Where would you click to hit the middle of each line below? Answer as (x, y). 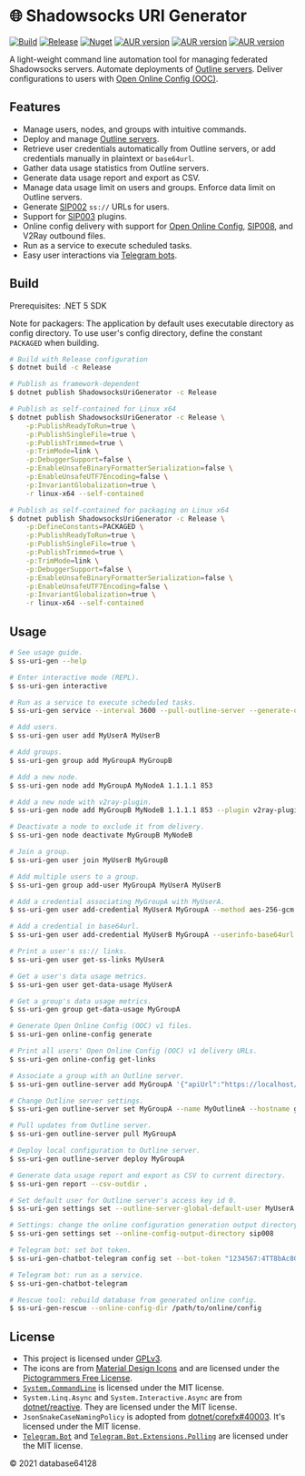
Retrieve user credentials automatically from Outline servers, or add (149, 148)
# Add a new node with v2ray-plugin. (81, 802)
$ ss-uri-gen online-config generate (81, 1034)
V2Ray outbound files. (64, 235)
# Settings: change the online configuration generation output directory (154, 1226)
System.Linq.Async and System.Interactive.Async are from (132, 1398)
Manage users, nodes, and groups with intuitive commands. (134, 129)
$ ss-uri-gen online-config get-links (83, 1059)
